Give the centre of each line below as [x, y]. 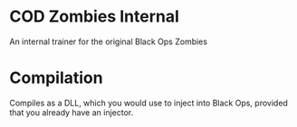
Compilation [56, 78]
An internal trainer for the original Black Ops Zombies [109, 41]
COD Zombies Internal [94, 17]
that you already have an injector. [72, 112]
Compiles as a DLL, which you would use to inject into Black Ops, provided [148, 103]
